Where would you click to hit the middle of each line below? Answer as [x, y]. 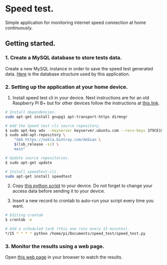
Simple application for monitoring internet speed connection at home [76, 22]
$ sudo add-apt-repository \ [35, 135]
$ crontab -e [19, 220]
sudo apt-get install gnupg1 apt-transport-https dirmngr [66, 117]
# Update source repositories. [38, 158]
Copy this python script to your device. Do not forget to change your [82, 186]
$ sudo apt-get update [29, 163]
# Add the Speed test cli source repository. [53, 126]
